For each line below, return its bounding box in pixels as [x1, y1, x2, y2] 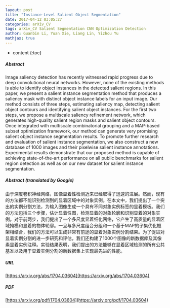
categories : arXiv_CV [5, 21, 51, 27]
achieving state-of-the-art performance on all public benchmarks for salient [5, 155, 163, 161]
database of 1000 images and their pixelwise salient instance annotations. [5, 144, 159, 150]
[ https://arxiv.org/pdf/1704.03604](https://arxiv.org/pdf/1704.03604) [5, 297, 148, 303]
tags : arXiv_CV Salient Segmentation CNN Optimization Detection [5, 26, 146, 31]
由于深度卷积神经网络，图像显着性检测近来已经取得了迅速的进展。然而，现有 [5, 191, 165, 197]
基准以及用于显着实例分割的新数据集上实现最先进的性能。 [5, 248, 125, 254]
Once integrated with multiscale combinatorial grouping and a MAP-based [5, 122, 160, 128]
